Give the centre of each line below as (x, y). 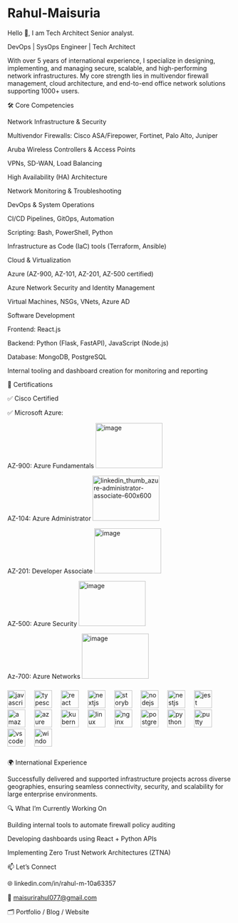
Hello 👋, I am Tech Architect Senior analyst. (71, 33)
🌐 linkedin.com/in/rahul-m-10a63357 (62, 883)
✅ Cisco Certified (33, 398)
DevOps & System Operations (51, 204)
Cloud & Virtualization (39, 260)
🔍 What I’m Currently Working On (57, 808)
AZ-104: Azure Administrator (49, 518)
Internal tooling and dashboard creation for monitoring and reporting (108, 370)
